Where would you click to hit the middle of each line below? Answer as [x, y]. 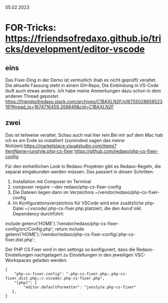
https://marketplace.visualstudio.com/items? [71, 146]
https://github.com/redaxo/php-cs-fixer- [117, 151]
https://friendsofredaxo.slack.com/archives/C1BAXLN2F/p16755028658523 [84, 101]
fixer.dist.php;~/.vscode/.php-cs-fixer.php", [55, 278]
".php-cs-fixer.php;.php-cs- [97, 274]
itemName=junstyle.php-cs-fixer [39, 151]
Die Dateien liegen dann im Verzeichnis [53, 192]
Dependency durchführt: [38, 213]
